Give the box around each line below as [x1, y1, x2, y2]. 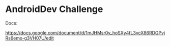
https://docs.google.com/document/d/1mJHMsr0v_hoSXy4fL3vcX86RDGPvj [5, 29, 165, 35]
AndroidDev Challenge [5, 3, 103, 15]
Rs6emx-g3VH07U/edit [5, 35, 54, 41]
